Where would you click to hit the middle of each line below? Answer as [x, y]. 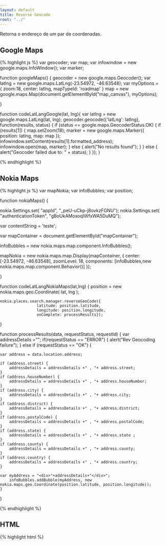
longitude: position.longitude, [71, 310]
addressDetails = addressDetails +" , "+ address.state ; [72, 435]
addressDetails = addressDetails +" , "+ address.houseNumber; [78, 381]
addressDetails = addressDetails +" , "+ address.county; [72, 449]
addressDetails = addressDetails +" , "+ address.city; [70, 395]
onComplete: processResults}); [70, 315]
